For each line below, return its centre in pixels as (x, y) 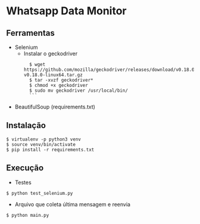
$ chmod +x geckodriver (58, 85)
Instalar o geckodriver (51, 54)
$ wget (37, 64)
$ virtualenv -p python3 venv (44, 139)
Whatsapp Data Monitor (66, 11)
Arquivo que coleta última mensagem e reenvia (73, 204)
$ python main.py (28, 215)
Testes (23, 182)
